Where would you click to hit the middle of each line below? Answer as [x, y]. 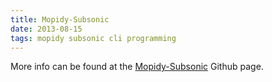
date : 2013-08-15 [46, 29]
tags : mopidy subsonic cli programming [93, 38]
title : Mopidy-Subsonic [60, 19]
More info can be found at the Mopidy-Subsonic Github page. [137, 67]
